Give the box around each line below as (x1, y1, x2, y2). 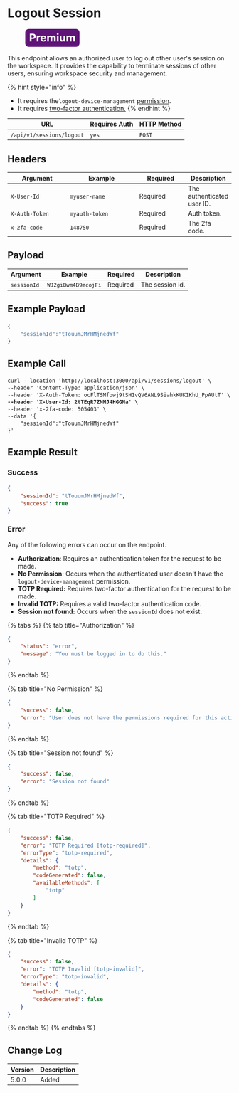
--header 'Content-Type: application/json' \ (7, 384, 144, 392)
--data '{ (7, 413, 37, 421)
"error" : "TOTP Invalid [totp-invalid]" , (20, 966, 144, 973)
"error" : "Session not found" (20, 778, 110, 786)
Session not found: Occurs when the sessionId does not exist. (17, 607, 203, 616)
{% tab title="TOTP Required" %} (7, 813, 105, 821)
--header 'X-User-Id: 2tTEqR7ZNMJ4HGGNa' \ (7, 398, 139, 406)
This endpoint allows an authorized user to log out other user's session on (7, 53, 225, 62)
